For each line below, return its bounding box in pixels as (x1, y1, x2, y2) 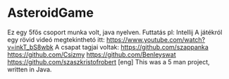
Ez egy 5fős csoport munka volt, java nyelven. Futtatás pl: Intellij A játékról (7, 28, 223, 36)
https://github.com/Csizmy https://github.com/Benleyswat (7, 50, 176, 59)
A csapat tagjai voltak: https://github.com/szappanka (55, 43, 209, 51)
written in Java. (7, 65, 52, 73)
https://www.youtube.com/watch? (106, 35, 206, 43)
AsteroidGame (7, 5, 94, 21)
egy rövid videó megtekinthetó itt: (7, 35, 106, 43)
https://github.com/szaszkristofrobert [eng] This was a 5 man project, (7, 57, 210, 66)
